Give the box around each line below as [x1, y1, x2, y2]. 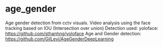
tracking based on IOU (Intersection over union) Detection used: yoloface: [5, 25, 158, 31]
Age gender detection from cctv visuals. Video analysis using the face [5, 20, 151, 26]
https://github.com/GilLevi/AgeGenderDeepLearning [5, 36, 114, 42]
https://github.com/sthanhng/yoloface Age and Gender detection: [5, 30, 142, 36]
